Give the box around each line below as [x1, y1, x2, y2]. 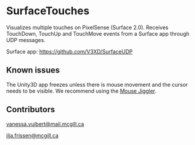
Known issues [6, 65, 60, 75]
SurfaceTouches [6, 4, 89, 18]
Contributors [6, 105, 55, 115]
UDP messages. [6, 36, 46, 43]
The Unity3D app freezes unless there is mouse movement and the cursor [6, 81, 188, 88]
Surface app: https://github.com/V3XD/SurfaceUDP [6, 48, 133, 55]
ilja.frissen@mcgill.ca [6, 132, 58, 139]
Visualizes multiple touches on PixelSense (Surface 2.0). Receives [6, 24, 169, 31]
